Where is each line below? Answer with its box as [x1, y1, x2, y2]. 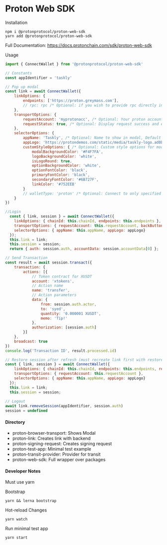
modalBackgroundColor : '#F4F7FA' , [31, 149, 103, 154]
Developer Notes [5, 468, 41, 474]
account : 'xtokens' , [31, 278, 75, 283]
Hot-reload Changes [5, 507, 47, 513]
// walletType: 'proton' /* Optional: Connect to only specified [23, 191, 162, 196]
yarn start [5, 535, 28, 541]
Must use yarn [5, 479, 35, 485]
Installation [5, 19, 28, 25]
